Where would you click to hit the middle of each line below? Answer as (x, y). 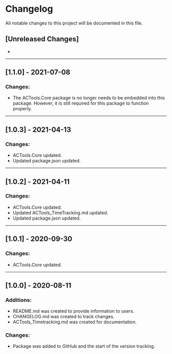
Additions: (19, 300)
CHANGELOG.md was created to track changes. (63, 317)
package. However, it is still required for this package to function (81, 103)
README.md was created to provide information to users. (73, 311)
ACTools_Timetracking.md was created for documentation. (75, 322)
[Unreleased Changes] (42, 39)
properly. (22, 109)
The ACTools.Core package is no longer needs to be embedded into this (89, 98)
